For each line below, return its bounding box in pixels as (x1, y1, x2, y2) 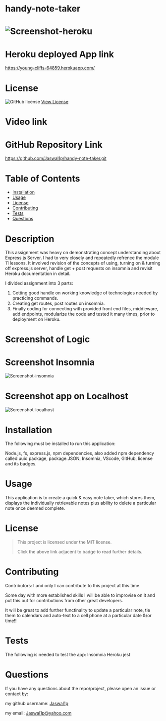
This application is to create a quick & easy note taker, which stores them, (5, 495, 156, 501)
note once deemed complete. (5, 505, 65, 511)
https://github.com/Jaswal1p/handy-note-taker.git (5, 155, 107, 162)
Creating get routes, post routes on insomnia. (12, 300, 105, 306)
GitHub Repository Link (5, 139, 103, 150)
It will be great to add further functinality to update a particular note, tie (5, 607, 150, 613)
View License (41, 99, 68, 105)
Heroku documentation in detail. (5, 270, 71, 276)
